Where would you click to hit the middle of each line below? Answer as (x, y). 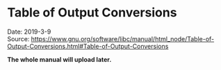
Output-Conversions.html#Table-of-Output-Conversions (88, 46)
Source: (18, 38)
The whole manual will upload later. (59, 59)
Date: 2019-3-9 (29, 32)
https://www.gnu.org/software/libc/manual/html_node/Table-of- (123, 38)
